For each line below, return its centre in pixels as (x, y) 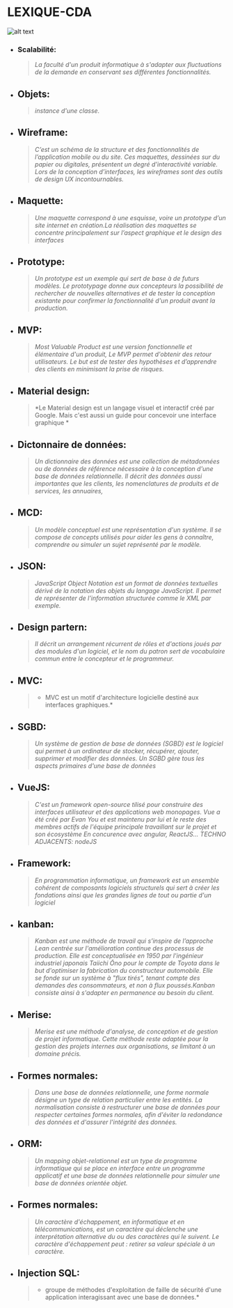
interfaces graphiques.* (79, 705)
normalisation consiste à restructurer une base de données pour (127, 1107)
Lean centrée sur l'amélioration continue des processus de (119, 948)
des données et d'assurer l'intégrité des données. (106, 1122)
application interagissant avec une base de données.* (122, 1298)
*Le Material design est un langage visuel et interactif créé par (124, 408)
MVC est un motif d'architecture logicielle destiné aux (122, 698)
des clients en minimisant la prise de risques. (99, 369)
